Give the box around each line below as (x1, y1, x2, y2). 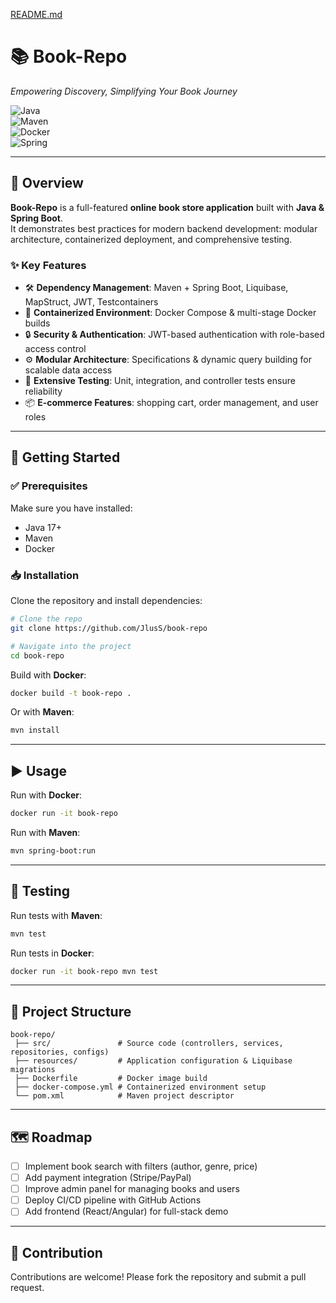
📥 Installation (10, 568, 80, 582)
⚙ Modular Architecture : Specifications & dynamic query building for (24, 354, 313, 366)
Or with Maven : (10, 706, 75, 718)
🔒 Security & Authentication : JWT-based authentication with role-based (24, 329, 325, 341)
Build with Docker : (10, 669, 87, 681)
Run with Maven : (10, 826, 81, 838)
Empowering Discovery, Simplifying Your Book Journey (10, 85, 238, 97)
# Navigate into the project (10, 641, 132, 651)
